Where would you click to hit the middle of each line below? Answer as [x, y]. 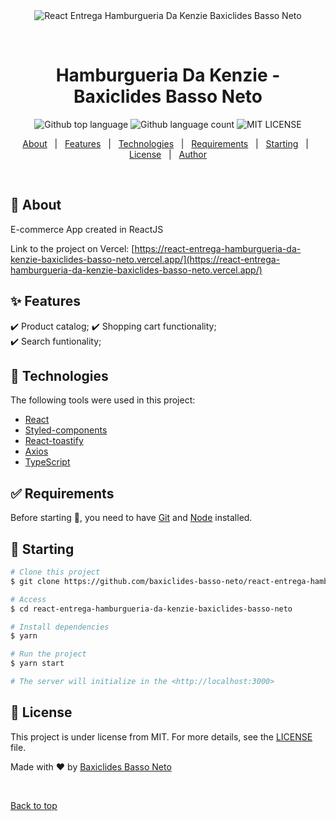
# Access [28, 599]
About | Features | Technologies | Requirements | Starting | [165, 143]
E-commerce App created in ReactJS [87, 229]
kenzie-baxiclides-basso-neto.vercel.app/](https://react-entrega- [145, 259]
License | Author [168, 154]
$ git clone [35, 581]
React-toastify [54, 441]
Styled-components [66, 430]
